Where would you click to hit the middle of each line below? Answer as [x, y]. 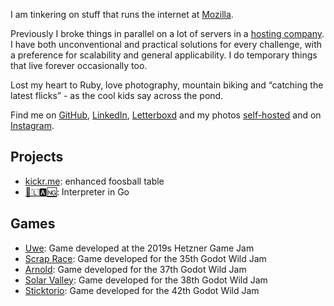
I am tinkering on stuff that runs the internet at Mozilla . [122, 14]
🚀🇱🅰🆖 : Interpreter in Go [77, 191]
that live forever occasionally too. [79, 65]
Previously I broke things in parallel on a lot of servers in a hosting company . [167, 33]
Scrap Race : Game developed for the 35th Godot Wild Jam [145, 258]
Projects [37, 157]
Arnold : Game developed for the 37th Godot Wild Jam [135, 269]
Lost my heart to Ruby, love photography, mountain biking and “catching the [167, 85]
